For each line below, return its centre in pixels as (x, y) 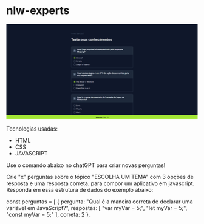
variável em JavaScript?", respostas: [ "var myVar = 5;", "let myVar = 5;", (97, 208)
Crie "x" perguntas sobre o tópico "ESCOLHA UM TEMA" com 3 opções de (100, 177)
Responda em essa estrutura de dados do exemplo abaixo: (80, 189)
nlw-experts (38, 11)
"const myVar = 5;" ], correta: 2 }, (48, 214)
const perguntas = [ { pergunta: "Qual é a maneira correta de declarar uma (100, 202)
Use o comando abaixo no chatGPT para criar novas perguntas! (86, 165)
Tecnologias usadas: (32, 129)
